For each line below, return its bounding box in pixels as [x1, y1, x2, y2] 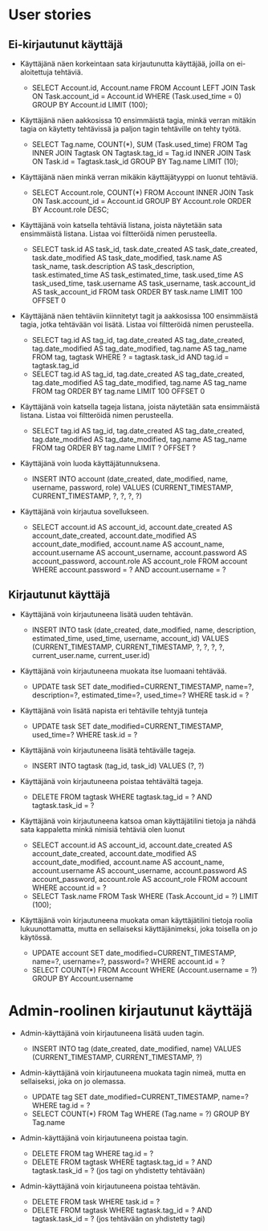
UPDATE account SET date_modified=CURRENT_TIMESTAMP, [31, 948, 237, 957]
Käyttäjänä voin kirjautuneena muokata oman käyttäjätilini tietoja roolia [19, 915, 253, 924]
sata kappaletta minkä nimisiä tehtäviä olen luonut [19, 824, 185, 834]
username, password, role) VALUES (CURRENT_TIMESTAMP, [31, 483, 233, 492]
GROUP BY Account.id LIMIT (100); [31, 100, 148, 109]
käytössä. [19, 932, 52, 942]
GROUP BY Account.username [31, 973, 134, 983]
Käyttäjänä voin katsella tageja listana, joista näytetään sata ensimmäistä [19, 402, 261, 411]
